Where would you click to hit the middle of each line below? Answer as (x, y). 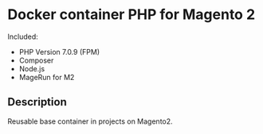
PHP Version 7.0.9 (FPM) (59, 52)
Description (37, 102)
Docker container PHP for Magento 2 (131, 15)
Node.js (32, 68)
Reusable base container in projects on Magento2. (90, 121)
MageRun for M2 (47, 77)
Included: (23, 36)
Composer (36, 60)
